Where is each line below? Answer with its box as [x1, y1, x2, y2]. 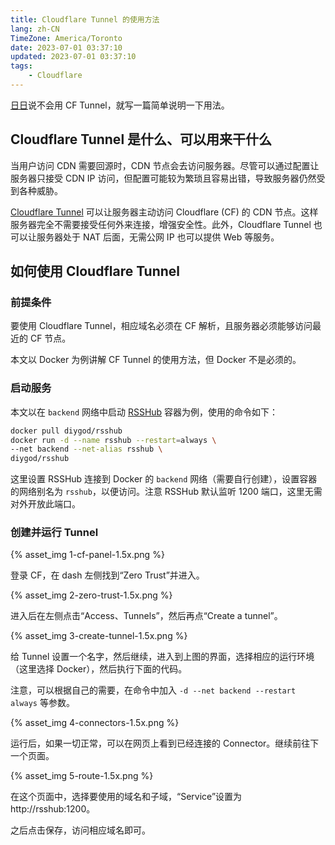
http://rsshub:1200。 [10, 803, 96, 815]
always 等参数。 [10, 697, 75, 709]
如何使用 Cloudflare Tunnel [10, 263, 181, 280]
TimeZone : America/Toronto [10, 33, 123, 43]
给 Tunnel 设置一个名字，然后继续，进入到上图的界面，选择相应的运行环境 [10, 651, 315, 663]
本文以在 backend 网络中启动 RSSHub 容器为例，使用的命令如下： [10, 406, 279, 418]
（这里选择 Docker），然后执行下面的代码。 [10, 663, 188, 675]
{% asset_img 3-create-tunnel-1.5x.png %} [10, 630, 188, 642]
